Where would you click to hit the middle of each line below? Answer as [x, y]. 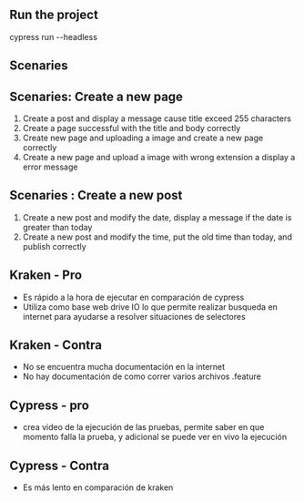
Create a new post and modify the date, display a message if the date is [157, 217]
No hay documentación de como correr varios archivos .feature [142, 376]
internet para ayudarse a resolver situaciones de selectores [134, 316]
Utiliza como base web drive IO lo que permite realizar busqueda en [150, 307]
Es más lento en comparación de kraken [98, 487]
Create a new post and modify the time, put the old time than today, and [157, 237]
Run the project [54, 15]
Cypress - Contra [60, 465]
